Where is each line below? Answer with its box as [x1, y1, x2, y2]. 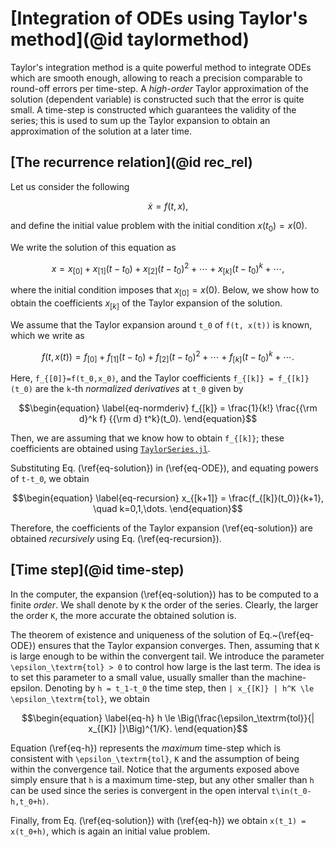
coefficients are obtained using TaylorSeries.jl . [10, 443, 211, 455]
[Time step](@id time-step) [10, 562, 185, 579]
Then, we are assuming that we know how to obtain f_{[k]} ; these [10, 432, 285, 444]
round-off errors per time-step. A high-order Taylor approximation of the [10, 82, 310, 94]
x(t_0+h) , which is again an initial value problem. [10, 825, 211, 837]
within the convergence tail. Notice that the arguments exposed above [10, 763, 300, 775]
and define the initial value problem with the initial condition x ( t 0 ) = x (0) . [10, 219, 308, 234]
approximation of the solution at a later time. [10, 125, 193, 137]
